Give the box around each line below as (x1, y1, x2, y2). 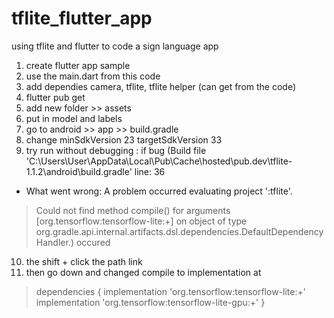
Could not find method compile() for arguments (35, 204, 231, 216)
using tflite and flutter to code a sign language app (11, 40, 219, 52)
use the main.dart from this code (25, 70, 161, 82)
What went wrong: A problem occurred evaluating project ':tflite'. (25, 185, 293, 197)
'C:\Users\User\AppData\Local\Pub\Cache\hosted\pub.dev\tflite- (25, 155, 293, 167)
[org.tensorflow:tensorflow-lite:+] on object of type (35, 215, 248, 227)
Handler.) (35, 236, 74, 248)
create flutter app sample (25, 59, 131, 71)
